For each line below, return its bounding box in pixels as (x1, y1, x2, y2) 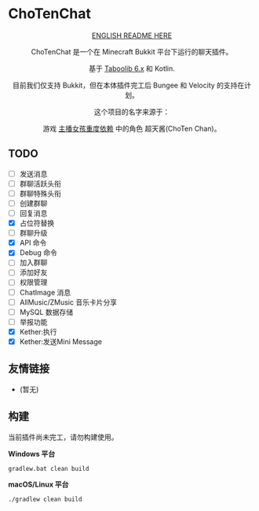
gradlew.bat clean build (8, 465, 89, 472)
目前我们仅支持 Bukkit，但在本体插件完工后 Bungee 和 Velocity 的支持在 (12, 80, 245, 90)
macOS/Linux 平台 (8, 480, 69, 489)
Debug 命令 (19, 248, 57, 257)
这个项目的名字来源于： (93, 107, 170, 117)
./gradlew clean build (8, 495, 82, 503)
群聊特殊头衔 (19, 188, 61, 198)
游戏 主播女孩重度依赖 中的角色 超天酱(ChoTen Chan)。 (42, 124, 221, 133)
